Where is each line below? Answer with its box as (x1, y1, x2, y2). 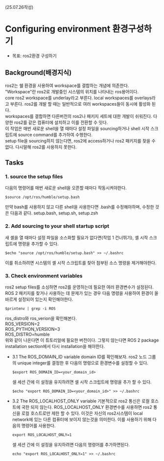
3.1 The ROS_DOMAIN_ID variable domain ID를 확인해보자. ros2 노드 (12, 354, 147, 360)
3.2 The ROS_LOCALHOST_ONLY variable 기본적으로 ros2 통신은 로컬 (12, 398, 150, 404)
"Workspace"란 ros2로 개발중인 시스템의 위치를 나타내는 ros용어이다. (5, 88, 139, 94)
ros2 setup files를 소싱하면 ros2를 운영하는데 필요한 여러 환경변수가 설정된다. (5, 284, 154, 290)
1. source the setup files (5, 173, 63, 180)
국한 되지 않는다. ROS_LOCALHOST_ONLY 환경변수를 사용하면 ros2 (21, 404, 153, 410)
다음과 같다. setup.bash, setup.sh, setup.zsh (10, 210, 98, 216)
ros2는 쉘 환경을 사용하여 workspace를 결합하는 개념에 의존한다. (5, 83, 129, 88)
